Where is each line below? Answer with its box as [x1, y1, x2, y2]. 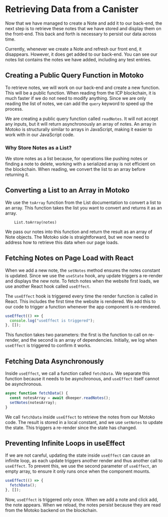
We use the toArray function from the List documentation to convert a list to [5, 199, 161, 205]
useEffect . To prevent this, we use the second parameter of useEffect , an [5, 463, 157, 469]
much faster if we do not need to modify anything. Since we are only [5, 95, 146, 101]
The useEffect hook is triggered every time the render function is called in [5, 293, 158, 299]
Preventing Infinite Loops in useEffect [5, 439, 125, 448]
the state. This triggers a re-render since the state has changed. [5, 425, 137, 431]
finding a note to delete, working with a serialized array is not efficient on [5, 161, 156, 167]
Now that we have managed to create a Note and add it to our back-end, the [5, 20, 162, 26]
